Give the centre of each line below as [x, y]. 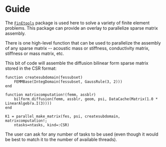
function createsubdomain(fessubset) [44, 77]
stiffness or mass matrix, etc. [35, 53]
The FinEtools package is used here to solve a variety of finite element [77, 23]
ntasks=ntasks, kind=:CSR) [42, 125]
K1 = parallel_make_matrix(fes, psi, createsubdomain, [63, 116]
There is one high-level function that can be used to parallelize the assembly [83, 43]
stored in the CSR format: [31, 68]
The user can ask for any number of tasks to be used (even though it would [82, 134]
